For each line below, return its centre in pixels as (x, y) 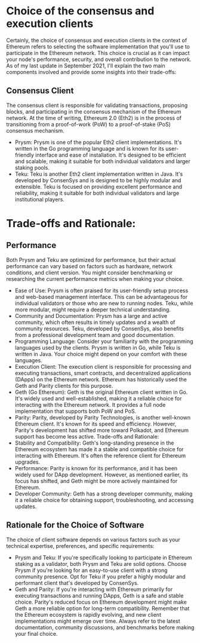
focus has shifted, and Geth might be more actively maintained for (96, 481)
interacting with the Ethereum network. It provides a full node (90, 405)
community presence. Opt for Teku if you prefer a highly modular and (100, 576)
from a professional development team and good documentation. (95, 335)
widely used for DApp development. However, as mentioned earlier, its (101, 474)
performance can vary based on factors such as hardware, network (90, 266)
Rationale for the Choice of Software (75, 525)
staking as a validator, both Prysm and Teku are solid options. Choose (101, 564)
